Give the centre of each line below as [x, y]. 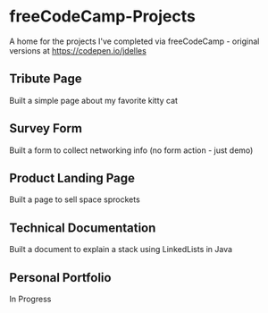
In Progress [30, 299]
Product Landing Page [72, 178]
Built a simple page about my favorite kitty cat [94, 100]
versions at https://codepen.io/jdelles [78, 50]
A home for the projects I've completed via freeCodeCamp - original [134, 41]
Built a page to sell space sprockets [75, 199]
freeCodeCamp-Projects [103, 17]
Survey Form [46, 128]
